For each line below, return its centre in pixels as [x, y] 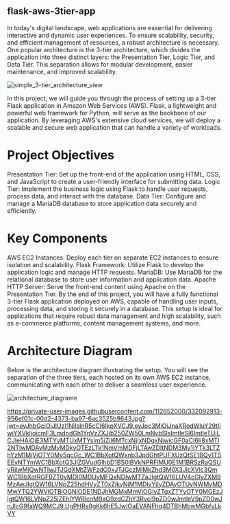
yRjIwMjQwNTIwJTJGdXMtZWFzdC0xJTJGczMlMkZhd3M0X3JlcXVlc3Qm [112, 469]
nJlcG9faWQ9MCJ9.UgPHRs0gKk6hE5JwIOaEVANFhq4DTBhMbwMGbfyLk [114, 506]
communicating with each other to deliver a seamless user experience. [107, 385]
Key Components [57, 238]
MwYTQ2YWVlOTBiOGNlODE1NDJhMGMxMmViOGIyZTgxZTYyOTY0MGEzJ [115, 491]
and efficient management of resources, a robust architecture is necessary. [113, 42]
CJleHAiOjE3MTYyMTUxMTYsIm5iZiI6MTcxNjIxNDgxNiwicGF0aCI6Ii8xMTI [113, 440]
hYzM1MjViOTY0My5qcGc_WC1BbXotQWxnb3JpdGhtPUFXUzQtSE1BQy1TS [114, 455]
